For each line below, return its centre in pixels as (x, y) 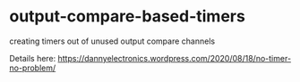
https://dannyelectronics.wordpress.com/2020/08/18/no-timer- (175, 58)
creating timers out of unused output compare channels (112, 41)
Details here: (33, 58)
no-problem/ (33, 68)
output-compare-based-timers (128, 16)
